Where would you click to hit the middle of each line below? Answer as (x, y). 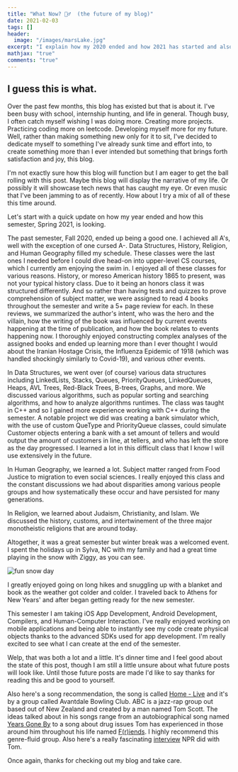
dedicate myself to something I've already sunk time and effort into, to (110, 143)
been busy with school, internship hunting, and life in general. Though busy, (118, 114)
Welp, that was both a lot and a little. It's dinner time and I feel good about (115, 657)
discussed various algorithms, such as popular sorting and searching (108, 395)
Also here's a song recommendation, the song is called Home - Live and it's (118, 694)
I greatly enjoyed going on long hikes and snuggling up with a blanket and (115, 585)
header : (19, 34)
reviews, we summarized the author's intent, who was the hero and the (111, 313)
